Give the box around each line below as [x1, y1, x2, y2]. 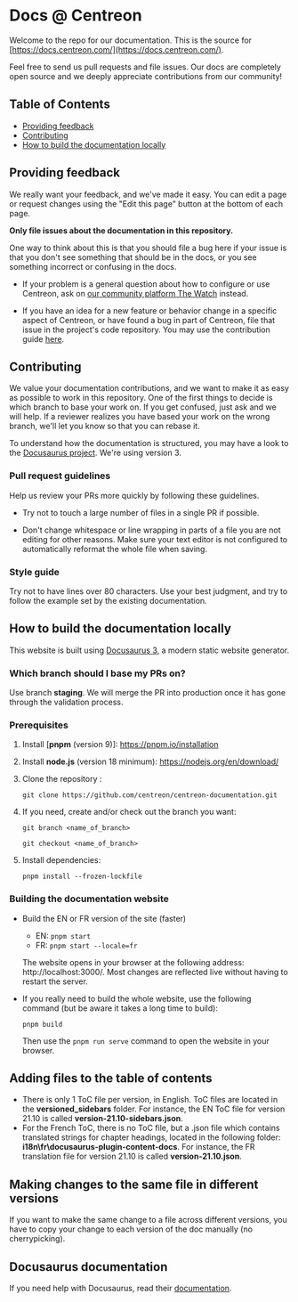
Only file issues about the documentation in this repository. [9, 224, 234, 236]
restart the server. [21, 976, 89, 987]
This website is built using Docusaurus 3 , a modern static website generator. [9, 645, 290, 655]
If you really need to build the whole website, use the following [21, 993, 252, 1004]
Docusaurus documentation [9, 1259, 168, 1274]
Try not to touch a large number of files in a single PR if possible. [21, 507, 260, 517]
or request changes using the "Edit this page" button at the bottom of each [9, 198, 283, 209]
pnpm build [21, 1020, 63, 1029]
